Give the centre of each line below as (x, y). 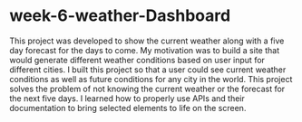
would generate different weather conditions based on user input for (137, 60)
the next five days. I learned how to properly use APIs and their (127, 98)
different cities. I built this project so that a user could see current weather (148, 70)
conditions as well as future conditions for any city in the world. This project (151, 79)
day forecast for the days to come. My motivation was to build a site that (144, 50)
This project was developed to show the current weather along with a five (147, 41)
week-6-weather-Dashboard (120, 16)
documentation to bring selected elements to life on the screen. (128, 108)
